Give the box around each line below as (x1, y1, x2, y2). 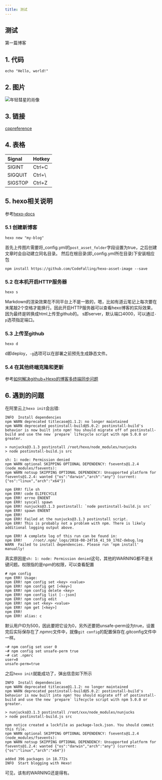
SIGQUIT (7, 172, 27, 178)
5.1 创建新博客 (5, 224, 38, 231)
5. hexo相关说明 (5, 197, 53, 205)
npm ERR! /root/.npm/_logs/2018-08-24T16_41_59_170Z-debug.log (5, 538, 144, 543)
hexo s (5, 290, 18, 295)
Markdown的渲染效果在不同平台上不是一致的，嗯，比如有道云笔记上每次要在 (5, 299, 157, 305)
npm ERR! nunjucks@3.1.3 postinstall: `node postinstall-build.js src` (5, 504, 152, 509)
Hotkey (33, 156, 50, 162)
